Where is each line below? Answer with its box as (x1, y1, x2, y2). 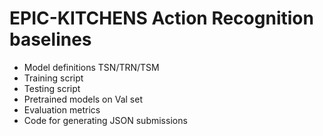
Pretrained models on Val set (23, 93, 143, 105)
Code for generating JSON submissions (23, 114, 188, 126)
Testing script (23, 82, 81, 94)
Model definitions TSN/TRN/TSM (23, 61, 160, 73)
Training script (23, 72, 84, 84)
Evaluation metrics (23, 103, 101, 116)
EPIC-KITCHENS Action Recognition (9, 7, 314, 30)
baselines (9, 28, 92, 51)
